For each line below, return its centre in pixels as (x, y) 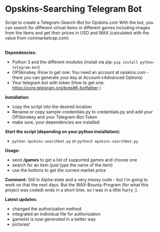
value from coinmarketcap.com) (37, 38)
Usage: (13, 150)
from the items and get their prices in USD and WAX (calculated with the (77, 33)
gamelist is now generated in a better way (54, 219)
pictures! (21, 224)
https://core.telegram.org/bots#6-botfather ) (56, 88)
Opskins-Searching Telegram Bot (73, 9)
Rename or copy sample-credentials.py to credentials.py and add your (82, 112)
